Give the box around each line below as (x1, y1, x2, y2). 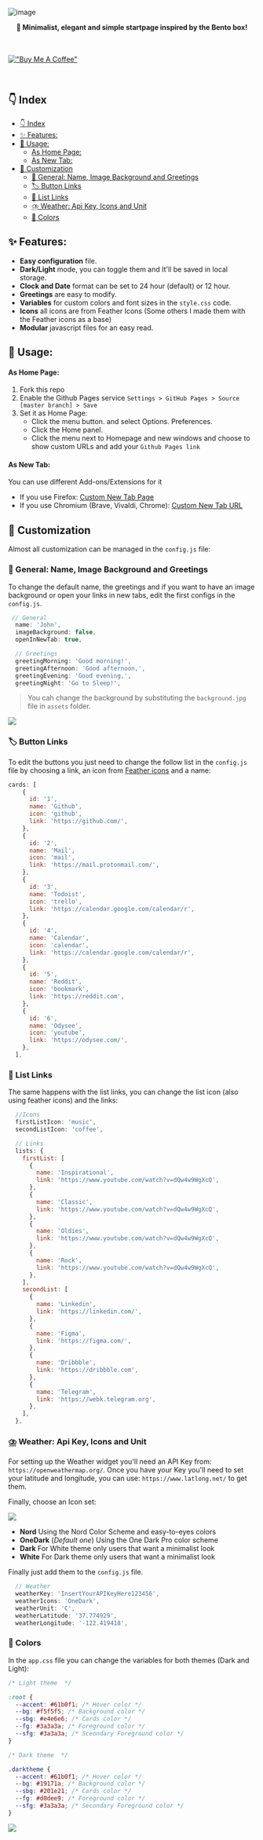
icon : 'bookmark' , (28, 986, 89, 993)
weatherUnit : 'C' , (15, 1604, 76, 1612)
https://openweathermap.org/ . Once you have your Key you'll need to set (8, 1465, 244, 1475)
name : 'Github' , (28, 803, 82, 810)
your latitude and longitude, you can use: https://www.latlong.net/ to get (8, 1473, 247, 1483)
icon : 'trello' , (28, 898, 82, 905)
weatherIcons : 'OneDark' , (15, 1597, 100, 1605)
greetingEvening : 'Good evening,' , (15, 671, 132, 679)
